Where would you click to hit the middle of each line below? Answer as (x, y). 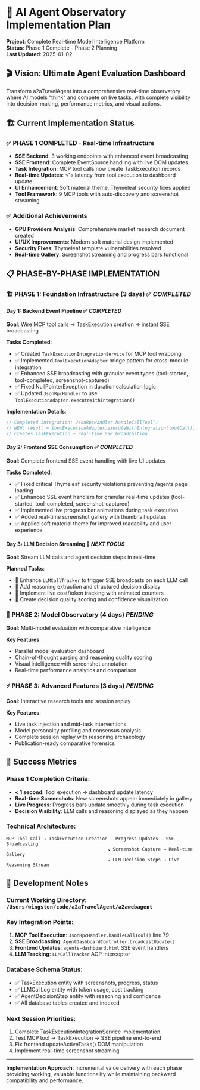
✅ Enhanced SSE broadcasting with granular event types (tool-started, (101, 374)
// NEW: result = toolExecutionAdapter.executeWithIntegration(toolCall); (101, 428)
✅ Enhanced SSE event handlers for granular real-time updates (92, 497)
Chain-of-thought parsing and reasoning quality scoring (83, 657)
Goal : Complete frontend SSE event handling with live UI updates (86, 461)
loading (24, 491)
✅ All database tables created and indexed (67, 1003)
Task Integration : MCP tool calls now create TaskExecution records (98, 169)
